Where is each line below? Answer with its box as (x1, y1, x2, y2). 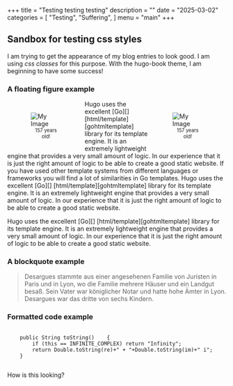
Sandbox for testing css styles (7, 33, 143, 45)
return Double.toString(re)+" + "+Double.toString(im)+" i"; (32, 346, 214, 353)
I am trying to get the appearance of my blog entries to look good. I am (7, 52, 210, 60)
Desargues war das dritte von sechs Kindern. (24, 295, 154, 303)
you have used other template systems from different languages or (7, 167, 199, 175)
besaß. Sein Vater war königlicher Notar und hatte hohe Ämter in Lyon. (24, 287, 227, 295)
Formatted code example (7, 312, 94, 322)
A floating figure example (7, 84, 95, 93)
